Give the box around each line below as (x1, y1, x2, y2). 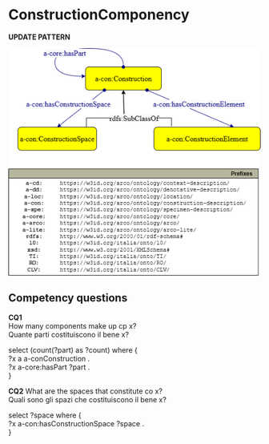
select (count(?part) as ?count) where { (8, 345, 138, 354)
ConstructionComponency (8, 6, 190, 24)
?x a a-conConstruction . (8, 353, 90, 363)
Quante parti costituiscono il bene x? (8, 329, 130, 339)
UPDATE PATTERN (8, 32, 70, 42)
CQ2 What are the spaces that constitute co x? (8, 386, 163, 396)
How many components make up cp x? (8, 321, 137, 330)
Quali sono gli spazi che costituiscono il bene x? (8, 394, 167, 404)
